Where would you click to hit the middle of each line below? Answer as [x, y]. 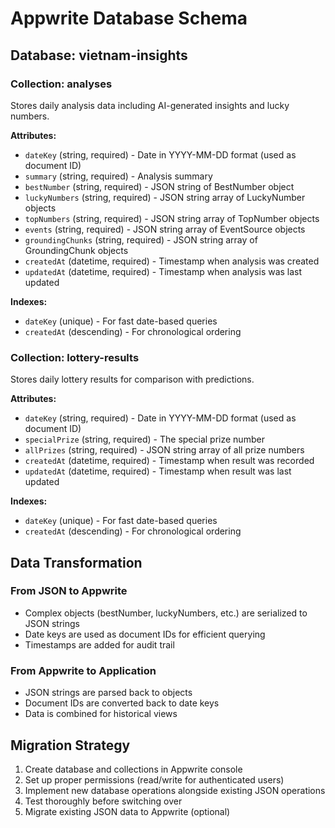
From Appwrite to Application [83, 670]
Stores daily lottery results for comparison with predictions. [132, 379]
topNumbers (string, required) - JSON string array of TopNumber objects [172, 218]
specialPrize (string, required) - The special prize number [144, 439]
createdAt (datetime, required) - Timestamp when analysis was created [172, 261]
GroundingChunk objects [76, 250]
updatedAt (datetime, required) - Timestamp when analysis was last [163, 271]
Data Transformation [76, 562]
